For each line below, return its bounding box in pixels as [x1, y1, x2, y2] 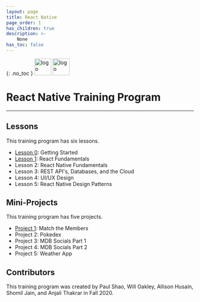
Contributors [6, 267, 55, 277]
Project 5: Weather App [14, 250, 73, 257]
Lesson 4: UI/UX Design [14, 174, 74, 181]
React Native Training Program [6, 90, 161, 104]
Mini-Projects [6, 197, 58, 208]
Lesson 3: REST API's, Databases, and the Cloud [14, 168, 135, 175]
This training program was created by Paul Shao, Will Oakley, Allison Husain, [6, 283, 193, 290]
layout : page [6, 8, 39, 15]
